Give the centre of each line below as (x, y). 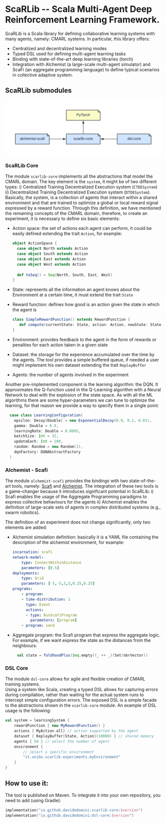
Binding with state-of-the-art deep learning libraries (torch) (73, 59)
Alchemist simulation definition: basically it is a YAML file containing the (85, 537)
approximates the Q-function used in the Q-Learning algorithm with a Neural (83, 390)
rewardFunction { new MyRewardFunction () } (60, 726)
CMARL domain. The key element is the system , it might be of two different (81, 182)
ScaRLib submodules (38, 91)
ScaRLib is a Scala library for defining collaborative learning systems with (80, 33)
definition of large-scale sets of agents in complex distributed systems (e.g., (83, 507)
